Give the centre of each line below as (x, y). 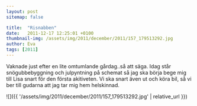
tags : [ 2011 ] (22, 50)
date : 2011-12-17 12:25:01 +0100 (50, 33)
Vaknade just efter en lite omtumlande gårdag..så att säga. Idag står (89, 66)
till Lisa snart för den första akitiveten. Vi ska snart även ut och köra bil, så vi (99, 79)
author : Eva (21, 44)
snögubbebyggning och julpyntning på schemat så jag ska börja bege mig (96, 72)
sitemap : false (25, 17)
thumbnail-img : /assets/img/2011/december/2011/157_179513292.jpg (90, 39)
